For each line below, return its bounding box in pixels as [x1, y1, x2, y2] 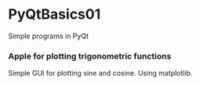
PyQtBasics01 [8, 5, 101, 23]
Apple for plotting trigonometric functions [8, 51, 172, 62]
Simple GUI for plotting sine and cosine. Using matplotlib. [8, 69, 193, 78]
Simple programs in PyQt [8, 31, 89, 41]
